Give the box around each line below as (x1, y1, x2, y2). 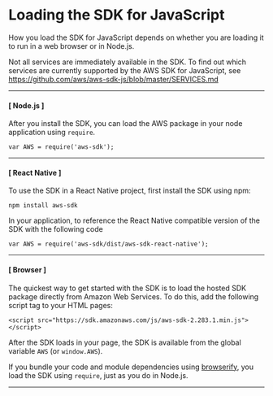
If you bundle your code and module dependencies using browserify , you (8, 362, 254, 372)
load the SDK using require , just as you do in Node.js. (8, 370, 188, 380)
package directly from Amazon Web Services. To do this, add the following (8, 291, 259, 302)
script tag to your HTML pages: (8, 300, 114, 310)
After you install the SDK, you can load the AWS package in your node (8, 119, 243, 128)
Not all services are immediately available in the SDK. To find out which (8, 57, 246, 67)
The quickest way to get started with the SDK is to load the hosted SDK (8, 283, 247, 293)
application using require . (8, 128, 96, 137)
